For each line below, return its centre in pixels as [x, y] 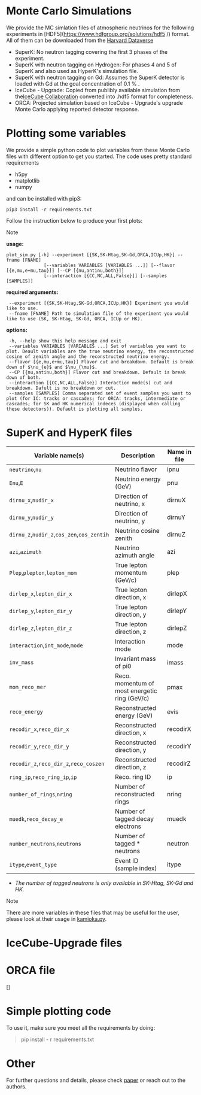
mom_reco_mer [28, 687]
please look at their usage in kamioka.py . [57, 919]
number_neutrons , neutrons [45, 844]
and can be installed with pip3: [44, 198]
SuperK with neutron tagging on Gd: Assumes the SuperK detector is [100, 77]
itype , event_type [33, 865]
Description [138, 455]
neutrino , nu [25, 469]
